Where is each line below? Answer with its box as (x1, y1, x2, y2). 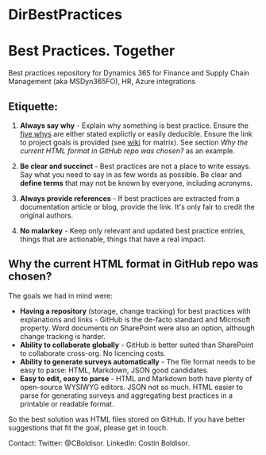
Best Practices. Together (8, 42, 175, 60)
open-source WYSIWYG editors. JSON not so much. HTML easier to (19, 382, 244, 391)
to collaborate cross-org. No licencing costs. (19, 348, 166, 358)
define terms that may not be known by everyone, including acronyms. (19, 178, 253, 187)
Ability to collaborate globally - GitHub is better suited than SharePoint (19, 340, 254, 349)
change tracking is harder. (19, 331, 106, 341)
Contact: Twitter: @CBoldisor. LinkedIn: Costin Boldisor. (8, 438, 191, 448)
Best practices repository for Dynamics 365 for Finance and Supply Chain (8, 68, 250, 78)
